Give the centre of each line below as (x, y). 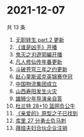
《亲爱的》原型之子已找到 (46, 113)
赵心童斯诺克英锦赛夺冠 (44, 76)
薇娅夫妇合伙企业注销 (41, 128)
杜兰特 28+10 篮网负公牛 (45, 106)
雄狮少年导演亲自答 (39, 98)
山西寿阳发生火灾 (36, 91)
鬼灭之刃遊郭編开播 (39, 54)
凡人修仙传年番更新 (39, 62)
